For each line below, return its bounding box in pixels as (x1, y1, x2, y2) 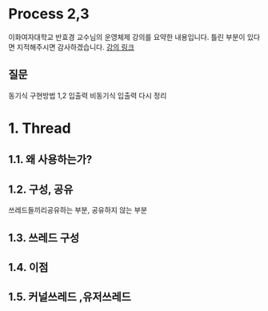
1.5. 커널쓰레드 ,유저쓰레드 (8, 290, 132, 304)
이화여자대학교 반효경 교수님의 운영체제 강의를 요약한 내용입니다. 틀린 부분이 (8, 32, 246, 42)
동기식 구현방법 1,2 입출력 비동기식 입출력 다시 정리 (8, 90, 167, 100)
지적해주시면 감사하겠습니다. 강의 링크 (16, 42, 134, 52)
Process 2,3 (8, 5, 90, 23)
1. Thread (8, 119, 71, 137)
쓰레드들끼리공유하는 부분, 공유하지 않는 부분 (8, 205, 148, 215)
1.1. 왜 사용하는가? (8, 153, 93, 166)
